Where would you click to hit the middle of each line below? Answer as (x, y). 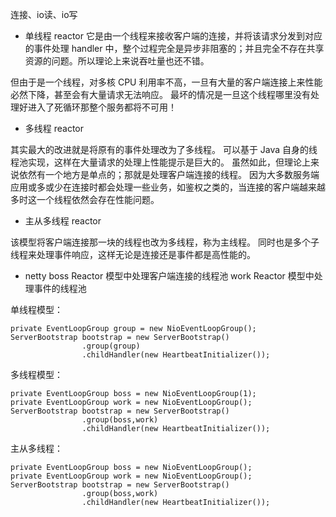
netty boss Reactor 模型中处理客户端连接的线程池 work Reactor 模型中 (169, 276)
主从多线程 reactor (63, 221)
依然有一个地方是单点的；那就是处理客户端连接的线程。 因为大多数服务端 (169, 174)
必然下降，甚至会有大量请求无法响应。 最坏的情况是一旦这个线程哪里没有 (160, 94)
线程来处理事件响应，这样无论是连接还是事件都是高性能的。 (133, 254)
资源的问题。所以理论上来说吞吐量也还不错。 (117, 61)
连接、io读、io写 (44, 14)
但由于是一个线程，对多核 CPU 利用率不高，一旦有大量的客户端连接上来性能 (166, 82)
